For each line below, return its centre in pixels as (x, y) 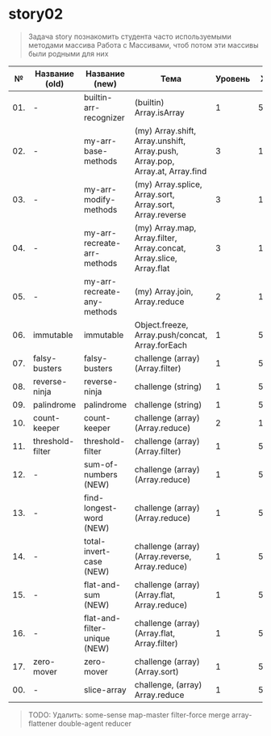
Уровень (233, 78)
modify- (100, 199)
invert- (97, 551)
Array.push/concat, (171, 335)
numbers (101, 474)
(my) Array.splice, (169, 184)
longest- (100, 508)
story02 (36, 14)
